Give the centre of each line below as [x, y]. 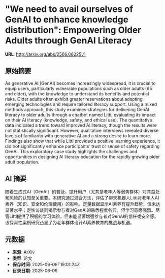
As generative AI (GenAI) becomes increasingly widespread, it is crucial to [81, 83]
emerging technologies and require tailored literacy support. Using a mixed [81, 104]
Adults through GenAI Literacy [68, 41]
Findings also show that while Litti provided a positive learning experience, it [82, 141]
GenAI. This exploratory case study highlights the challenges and [71, 151]
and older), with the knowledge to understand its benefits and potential [77, 94]
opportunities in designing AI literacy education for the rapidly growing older [82, 157]
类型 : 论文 [22, 258]
